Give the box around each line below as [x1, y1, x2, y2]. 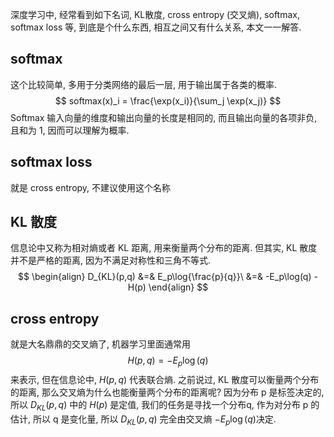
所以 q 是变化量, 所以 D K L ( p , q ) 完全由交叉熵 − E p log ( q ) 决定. [32, 413, 277, 427]
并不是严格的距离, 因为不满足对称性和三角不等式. [10, 254, 212, 267]
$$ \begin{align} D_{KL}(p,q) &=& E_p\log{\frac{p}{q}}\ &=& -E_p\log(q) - [18, 271, 318, 283]
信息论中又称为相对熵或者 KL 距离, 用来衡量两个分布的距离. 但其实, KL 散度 [10, 242, 318, 254]
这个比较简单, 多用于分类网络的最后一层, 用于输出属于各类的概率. [10, 78, 277, 90]
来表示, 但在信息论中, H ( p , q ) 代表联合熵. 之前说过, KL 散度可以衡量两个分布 [10, 374, 320, 386]
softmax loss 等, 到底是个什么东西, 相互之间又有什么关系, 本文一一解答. [10, 21, 302, 33]
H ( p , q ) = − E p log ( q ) [127, 354, 209, 369]
